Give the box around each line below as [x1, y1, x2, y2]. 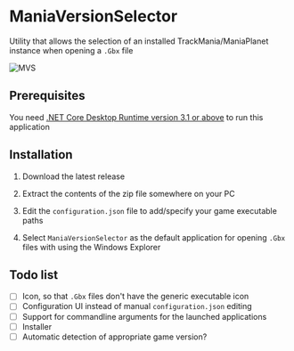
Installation [9, 147, 73, 162]
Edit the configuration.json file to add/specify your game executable [21, 205, 278, 216]
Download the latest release [21, 171, 126, 182]
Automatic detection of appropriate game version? [21, 331, 208, 342]
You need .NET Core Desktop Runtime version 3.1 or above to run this [9, 111, 264, 122]
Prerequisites [9, 88, 86, 103]
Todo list [9, 267, 59, 282]
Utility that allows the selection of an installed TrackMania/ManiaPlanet [9, 36, 269, 46]
